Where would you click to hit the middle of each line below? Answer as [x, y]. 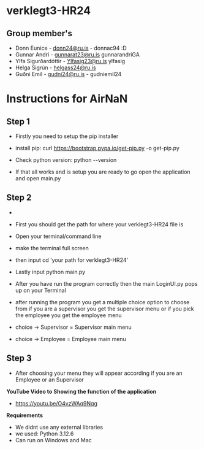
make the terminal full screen [52, 248]
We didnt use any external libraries [59, 427]
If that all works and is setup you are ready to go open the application [103, 172]
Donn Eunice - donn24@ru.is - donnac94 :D [71, 48]
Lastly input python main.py [50, 272]
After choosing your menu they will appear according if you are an [99, 373]
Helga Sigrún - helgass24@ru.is [55, 67]
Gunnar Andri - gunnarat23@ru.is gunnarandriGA [77, 55]
